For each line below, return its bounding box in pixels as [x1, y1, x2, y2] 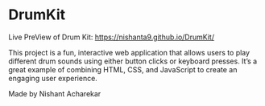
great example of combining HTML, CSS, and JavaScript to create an [8, 64, 238, 74]
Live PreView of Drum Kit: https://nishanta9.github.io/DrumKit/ [8, 32, 215, 42]
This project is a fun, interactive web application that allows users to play [8, 47, 251, 57]
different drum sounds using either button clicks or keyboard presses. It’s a [8, 56, 258, 66]
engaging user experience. [8, 73, 98, 83]
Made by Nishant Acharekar [8, 88, 101, 98]
